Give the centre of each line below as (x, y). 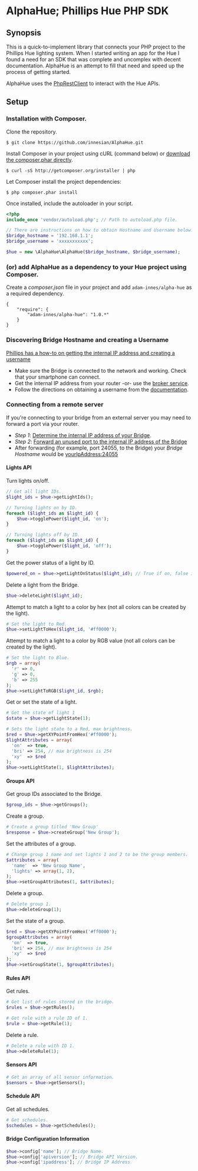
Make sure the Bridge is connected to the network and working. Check (100, 370)
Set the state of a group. (36, 920)
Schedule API (23, 1096)
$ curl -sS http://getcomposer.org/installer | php (71, 170)
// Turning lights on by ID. (42, 508)
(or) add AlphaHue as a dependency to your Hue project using (96, 267)
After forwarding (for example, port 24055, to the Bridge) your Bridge (98, 448)
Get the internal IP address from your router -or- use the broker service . (102, 383)
